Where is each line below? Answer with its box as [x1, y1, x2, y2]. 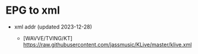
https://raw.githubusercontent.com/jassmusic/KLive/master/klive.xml [23, 41, 192, 48]
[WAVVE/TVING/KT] [23, 34, 73, 42]
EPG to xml [5, 4, 60, 17]
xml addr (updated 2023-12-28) [14, 23, 93, 30]
